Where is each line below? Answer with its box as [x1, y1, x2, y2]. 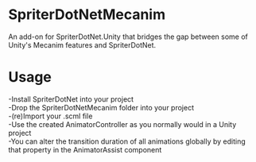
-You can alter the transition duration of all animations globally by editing [8, 137, 246, 146]
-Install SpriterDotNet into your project [8, 94, 134, 104]
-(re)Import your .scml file [8, 111, 93, 121]
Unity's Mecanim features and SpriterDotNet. [8, 40, 157, 49]
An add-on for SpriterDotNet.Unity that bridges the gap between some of [8, 32, 249, 41]
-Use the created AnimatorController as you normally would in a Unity [8, 119, 237, 129]
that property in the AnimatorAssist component [8, 145, 162, 154]
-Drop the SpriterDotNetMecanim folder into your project [8, 102, 195, 112]
